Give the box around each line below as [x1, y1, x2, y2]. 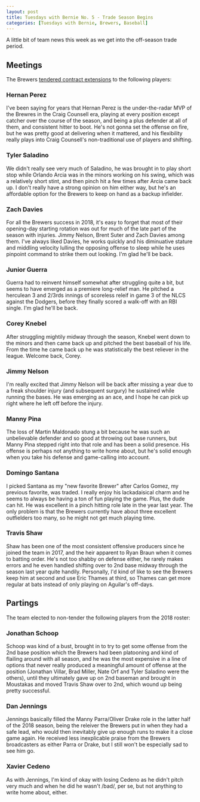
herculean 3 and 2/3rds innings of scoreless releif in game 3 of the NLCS [6, 291, 186, 299]
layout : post [6, 8, 39, 15]
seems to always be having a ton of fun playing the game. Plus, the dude [6, 495, 185, 502]
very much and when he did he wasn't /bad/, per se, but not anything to [6, 782, 183, 789]
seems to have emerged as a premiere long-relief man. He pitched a [6, 285, 174, 293]
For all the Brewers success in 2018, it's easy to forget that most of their [6, 219, 183, 226]
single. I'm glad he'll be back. [6, 305, 78, 312]
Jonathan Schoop [6, 629, 59, 637]
